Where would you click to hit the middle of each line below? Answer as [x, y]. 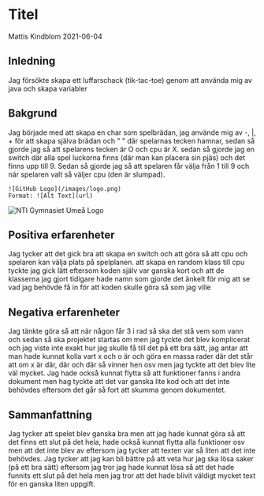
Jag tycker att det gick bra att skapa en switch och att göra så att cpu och [128, 254]
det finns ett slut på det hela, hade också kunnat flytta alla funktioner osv [127, 442]
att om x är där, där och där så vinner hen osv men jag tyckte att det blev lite [132, 365]
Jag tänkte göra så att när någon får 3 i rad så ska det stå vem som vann [126, 331]
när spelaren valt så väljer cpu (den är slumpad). [87, 174]
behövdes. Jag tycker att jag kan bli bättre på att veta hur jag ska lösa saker [131, 459]
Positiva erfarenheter [62, 235]
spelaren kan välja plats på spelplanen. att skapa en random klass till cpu [126, 263]
